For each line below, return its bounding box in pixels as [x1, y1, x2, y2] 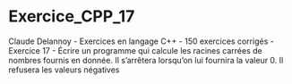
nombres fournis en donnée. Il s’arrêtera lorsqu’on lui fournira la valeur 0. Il [8, 55, 284, 65]
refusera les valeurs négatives [8, 64, 120, 75]
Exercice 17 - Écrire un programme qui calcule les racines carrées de [8, 45, 262, 55]
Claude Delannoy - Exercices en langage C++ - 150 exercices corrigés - [8, 36, 274, 46]
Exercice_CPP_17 [8, 6, 135, 27]
